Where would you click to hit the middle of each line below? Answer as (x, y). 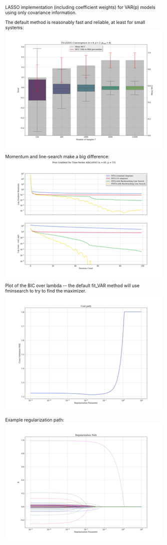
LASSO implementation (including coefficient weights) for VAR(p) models (80, 7)
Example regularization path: (34, 420)
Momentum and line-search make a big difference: (57, 157)
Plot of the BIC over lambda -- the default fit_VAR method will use (72, 286)
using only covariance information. (41, 13)
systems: (14, 28)
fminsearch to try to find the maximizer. (46, 291)
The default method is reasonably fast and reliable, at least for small (75, 22)
